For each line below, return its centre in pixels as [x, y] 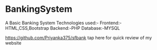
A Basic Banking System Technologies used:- [52, 23]
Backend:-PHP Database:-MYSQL [85, 28]
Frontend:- [111, 23]
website [13, 43]
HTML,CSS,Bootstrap [27, 28]
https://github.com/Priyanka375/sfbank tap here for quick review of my [78, 38]
